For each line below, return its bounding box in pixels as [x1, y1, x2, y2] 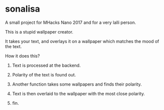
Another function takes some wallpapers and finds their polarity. [12, 81, 142, 87]
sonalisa [5, 3, 40, 15]
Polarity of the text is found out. [12, 72, 76, 77]
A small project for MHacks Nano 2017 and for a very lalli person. [5, 19, 136, 25]
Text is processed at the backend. [12, 62, 81, 68]
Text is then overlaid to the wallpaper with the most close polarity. [12, 91, 145, 96]
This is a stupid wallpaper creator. [5, 29, 73, 35]
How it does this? [5, 53, 40, 59]
